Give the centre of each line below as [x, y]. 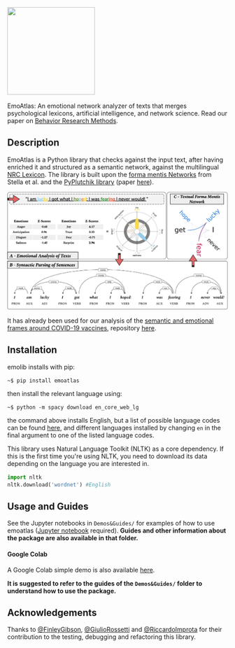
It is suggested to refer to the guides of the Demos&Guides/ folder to [105, 583]
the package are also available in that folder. [73, 538]
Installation [32, 350]
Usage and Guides [48, 506]
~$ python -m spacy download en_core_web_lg [73, 407]
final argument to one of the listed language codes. [81, 435]
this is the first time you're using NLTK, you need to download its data [107, 456]
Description [33, 143]
